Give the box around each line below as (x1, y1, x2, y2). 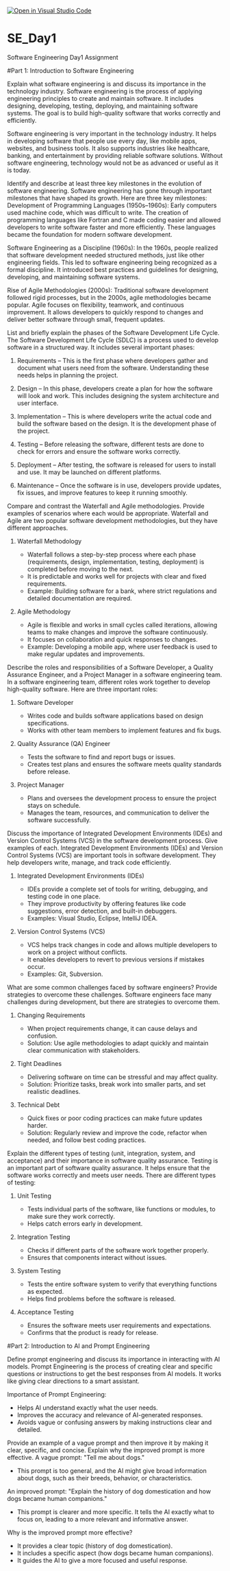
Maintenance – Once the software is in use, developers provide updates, (16, 481, 222, 489)
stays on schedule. (27, 801, 81, 809)
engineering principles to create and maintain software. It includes (7, 94, 194, 102)
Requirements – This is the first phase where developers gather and (16, 356, 209, 364)
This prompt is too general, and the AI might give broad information (16, 1466, 207, 1475)
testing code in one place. (27, 892, 101, 900)
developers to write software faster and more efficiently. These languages (7, 223, 216, 231)
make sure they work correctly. (27, 1212, 115, 1220)
